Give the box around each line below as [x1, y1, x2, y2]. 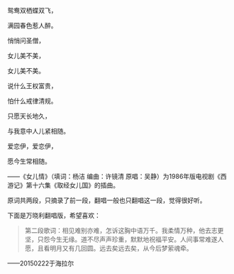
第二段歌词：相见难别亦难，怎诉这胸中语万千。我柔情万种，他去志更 [24, 226, 224, 234]
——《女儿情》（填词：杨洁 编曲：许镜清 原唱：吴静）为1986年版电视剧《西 [7, 172, 227, 180]
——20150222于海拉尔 [7, 259, 74, 268]
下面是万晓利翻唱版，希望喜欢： [7, 212, 101, 219]
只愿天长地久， [7, 112, 51, 120]
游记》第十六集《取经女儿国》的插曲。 [7, 181, 119, 190]
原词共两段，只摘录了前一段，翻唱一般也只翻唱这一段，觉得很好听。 [7, 196, 206, 204]
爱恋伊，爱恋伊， [7, 142, 57, 150]
